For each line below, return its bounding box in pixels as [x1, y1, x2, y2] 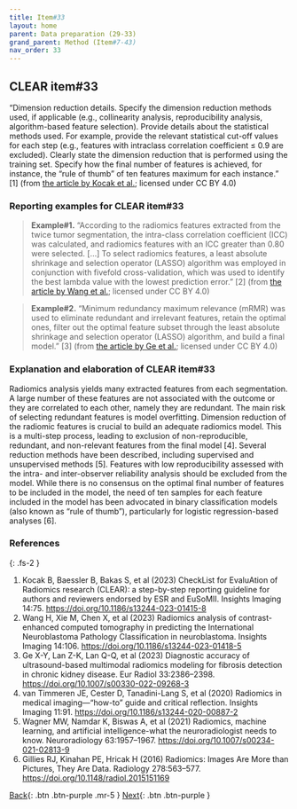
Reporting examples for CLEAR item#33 [9, 200, 184, 212]
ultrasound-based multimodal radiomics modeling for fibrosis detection [21, 659, 283, 670]
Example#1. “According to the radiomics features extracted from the [30, 220, 281, 231]
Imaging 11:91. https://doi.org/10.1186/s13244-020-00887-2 [21, 706, 238, 717]
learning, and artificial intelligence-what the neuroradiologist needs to [21, 725, 277, 736]
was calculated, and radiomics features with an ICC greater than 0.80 [30, 239, 285, 249]
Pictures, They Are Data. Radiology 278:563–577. [21, 763, 201, 774]
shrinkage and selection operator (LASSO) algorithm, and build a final [30, 332, 285, 342]
